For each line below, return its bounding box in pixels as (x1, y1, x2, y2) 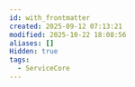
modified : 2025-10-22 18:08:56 (9, 30, 127, 39)
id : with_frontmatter (9, 13, 91, 23)
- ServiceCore (17, 64, 70, 73)
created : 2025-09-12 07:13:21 (9, 22, 123, 31)
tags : (9, 55, 30, 64)
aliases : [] (9, 38, 54, 48)
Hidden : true (9, 47, 58, 56)
